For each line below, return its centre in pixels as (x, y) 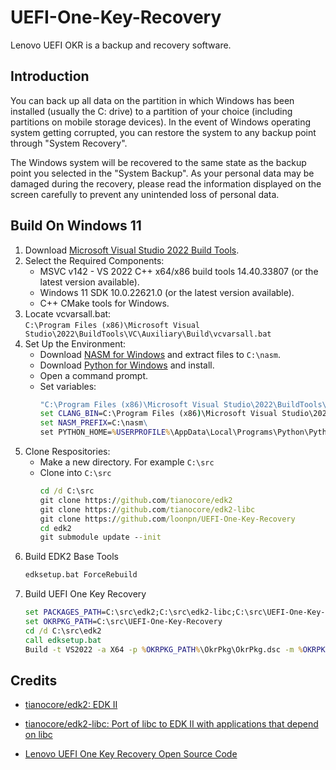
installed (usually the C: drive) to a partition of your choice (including (151, 111)
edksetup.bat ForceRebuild (81, 575)
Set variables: (68, 386)
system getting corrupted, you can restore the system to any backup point (163, 132)
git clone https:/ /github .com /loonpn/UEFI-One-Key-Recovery (167, 519)
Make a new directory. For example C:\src (127, 462)
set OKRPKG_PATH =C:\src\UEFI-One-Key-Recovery (123, 622)
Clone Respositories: (67, 452)
